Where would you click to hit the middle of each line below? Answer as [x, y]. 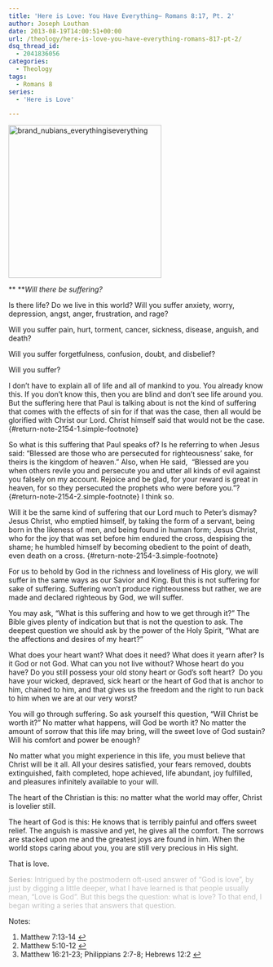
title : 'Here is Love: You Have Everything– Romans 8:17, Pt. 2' [121, 16]
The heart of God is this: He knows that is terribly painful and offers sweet [132, 822]
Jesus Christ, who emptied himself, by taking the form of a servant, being [132, 521]
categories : [29, 62]
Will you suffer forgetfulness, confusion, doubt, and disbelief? [112, 354]
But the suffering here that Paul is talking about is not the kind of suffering [132, 403]
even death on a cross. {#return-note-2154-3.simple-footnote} [113, 556]
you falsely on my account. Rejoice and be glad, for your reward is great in [133, 479]
